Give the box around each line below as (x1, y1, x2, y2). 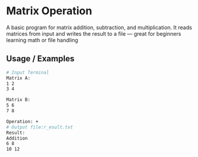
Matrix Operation (6, 4, 92, 18)
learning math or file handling (6, 36, 79, 43)
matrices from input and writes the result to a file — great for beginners (6, 30, 181, 37)
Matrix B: (6, 97, 31, 103)
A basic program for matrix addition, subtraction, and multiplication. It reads (6, 24, 193, 31)
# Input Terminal (6, 70, 49, 76)
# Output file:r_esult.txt (6, 124, 73, 130)
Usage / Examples (6, 54, 75, 64)
